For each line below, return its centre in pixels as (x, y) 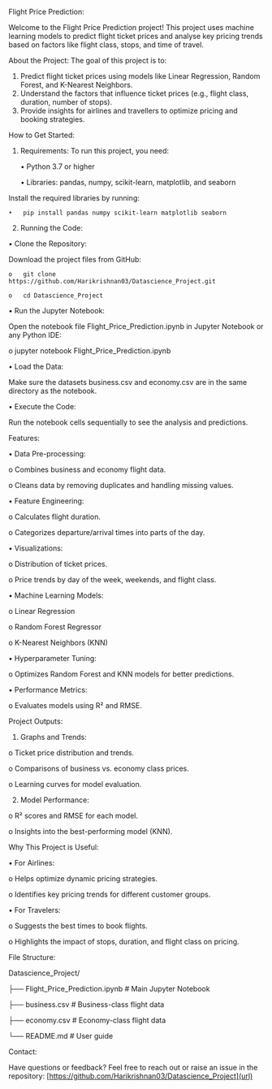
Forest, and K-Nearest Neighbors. (76, 85)
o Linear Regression (42, 611)
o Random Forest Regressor (55, 627)
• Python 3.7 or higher (57, 166)
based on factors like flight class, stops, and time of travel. (106, 45)
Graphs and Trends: (53, 737)
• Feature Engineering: (46, 501)
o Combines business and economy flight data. (87, 469)
